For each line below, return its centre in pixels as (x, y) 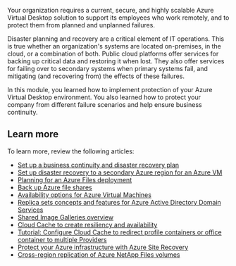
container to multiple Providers (62, 239)
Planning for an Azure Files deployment (75, 179)
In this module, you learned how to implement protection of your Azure (110, 90)
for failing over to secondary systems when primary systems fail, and (107, 69)
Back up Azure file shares (55, 187)
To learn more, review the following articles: (71, 151)
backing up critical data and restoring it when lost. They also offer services (116, 61)
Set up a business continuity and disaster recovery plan (98, 165)
